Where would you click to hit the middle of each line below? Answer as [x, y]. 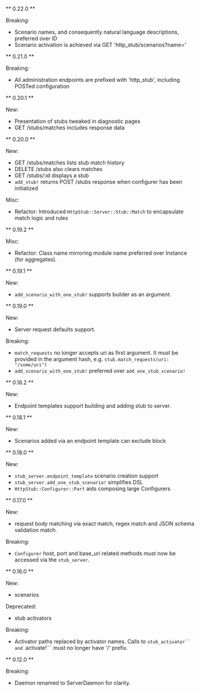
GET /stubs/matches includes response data [69, 128]
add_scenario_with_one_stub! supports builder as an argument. [93, 294]
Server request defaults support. [55, 329]
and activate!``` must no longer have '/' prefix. [71, 648]
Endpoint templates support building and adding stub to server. [93, 406]
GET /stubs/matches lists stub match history [69, 163]
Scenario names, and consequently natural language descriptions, [97, 32]
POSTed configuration [42, 86]
